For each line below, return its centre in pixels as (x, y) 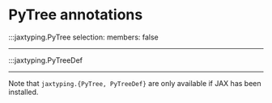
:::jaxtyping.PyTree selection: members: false (84, 37)
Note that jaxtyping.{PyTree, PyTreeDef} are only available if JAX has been (135, 83)
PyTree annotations (76, 15)
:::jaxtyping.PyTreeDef (46, 60)
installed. (23, 92)
